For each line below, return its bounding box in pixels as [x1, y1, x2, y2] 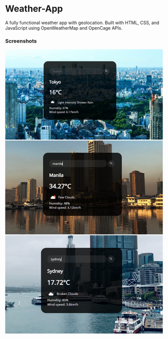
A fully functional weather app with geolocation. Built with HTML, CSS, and [5, 20, 159, 26]
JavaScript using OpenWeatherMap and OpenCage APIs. [5, 25, 122, 31]
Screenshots [5, 37, 37, 44]
